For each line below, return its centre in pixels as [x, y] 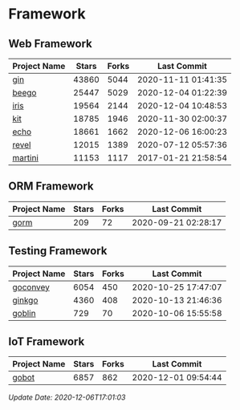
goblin [24, 313]
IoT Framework [47, 342]
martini [25, 158]
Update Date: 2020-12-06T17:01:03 [67, 397]
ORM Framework [51, 187]
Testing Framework [58, 251]
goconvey [31, 287]
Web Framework [50, 44]
